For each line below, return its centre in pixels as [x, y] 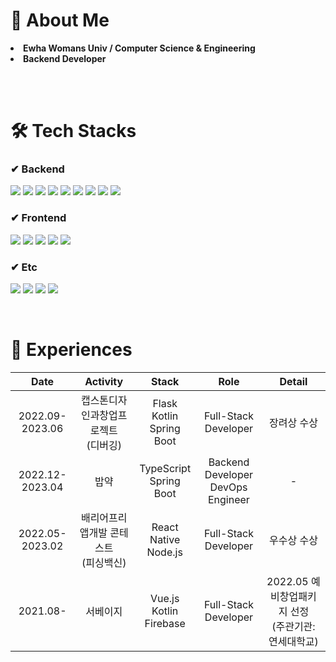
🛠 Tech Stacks [73, 131]
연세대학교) [293, 641]
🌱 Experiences [71, 350]
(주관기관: [293, 626]
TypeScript [165, 468]
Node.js [164, 552]
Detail [293, 381]
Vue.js [164, 598]
